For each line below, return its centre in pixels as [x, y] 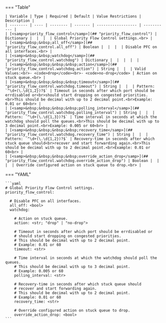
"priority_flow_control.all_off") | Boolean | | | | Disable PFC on [81, 47]
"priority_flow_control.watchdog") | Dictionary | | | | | [72, 60]
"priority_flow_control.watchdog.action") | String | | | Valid [76, 69]
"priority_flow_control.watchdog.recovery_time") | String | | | [77, 134]
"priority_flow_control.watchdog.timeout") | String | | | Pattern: [80, 86]
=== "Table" [18, 7]
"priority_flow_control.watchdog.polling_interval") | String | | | [80, 112]
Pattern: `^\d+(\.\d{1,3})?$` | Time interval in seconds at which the [81, 117]
